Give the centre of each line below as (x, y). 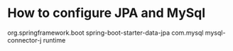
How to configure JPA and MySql (107, 13)
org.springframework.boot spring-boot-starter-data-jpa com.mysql (105, 33)
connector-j (25, 40)
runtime (54, 40)
